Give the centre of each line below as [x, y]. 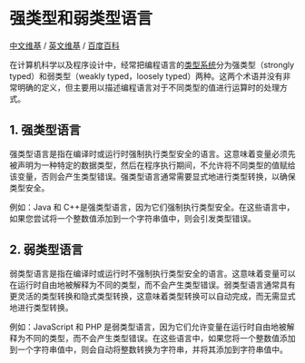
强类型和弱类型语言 [81, 19]
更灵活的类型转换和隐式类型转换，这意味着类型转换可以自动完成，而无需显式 [152, 296]
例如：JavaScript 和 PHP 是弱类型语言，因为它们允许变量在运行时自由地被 [148, 327]
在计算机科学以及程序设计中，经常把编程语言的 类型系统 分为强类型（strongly [152, 64]
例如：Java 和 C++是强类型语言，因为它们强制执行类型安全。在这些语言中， [152, 207]
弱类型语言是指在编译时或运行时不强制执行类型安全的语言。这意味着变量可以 [152, 273]
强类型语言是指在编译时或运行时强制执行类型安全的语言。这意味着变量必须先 [152, 153]
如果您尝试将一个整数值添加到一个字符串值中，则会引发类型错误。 [133, 218]
